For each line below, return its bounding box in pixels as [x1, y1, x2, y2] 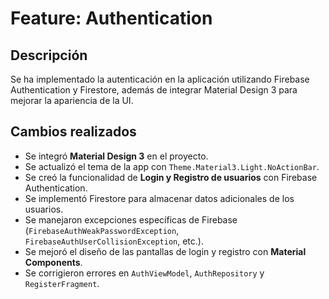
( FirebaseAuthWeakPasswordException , [24, 224, 180, 236]
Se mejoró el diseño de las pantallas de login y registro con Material [24, 245, 307, 257]
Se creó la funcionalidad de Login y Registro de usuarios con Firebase [24, 171, 318, 183]
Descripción [10, 47, 88, 64]
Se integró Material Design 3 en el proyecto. [24, 150, 209, 162]
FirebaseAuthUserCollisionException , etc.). [24, 235, 204, 247]
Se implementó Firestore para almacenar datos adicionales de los [24, 192, 295, 204]
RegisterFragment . [24, 277, 100, 289]
